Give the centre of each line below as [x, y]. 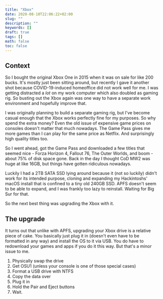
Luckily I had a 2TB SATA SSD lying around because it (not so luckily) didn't [81, 173]
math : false [17, 42]
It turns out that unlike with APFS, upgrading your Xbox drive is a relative [78, 231]
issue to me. [17, 252]
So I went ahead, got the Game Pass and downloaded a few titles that [75, 148]
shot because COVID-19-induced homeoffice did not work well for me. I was [82, 88]
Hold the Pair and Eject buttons [43, 287]
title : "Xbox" [20, 10]
